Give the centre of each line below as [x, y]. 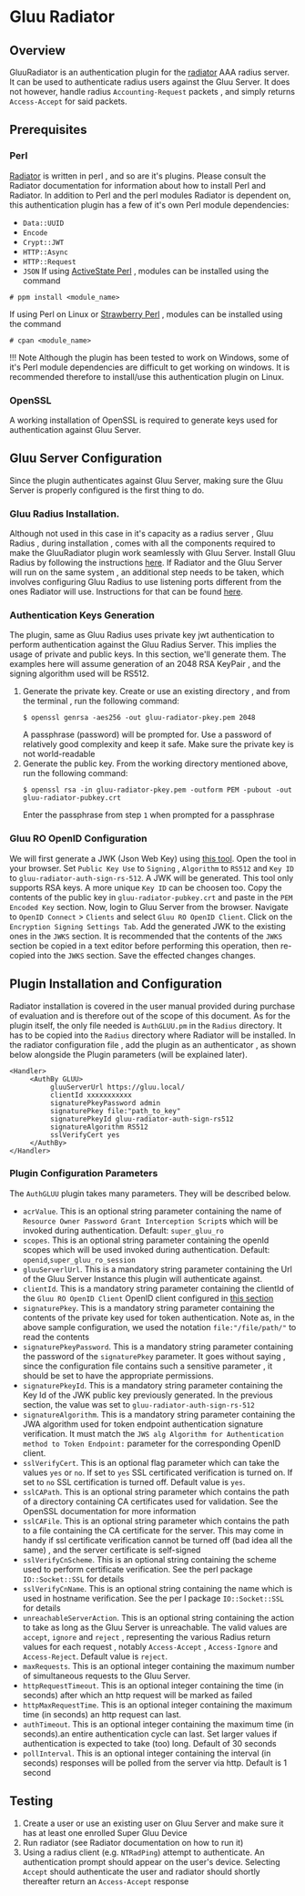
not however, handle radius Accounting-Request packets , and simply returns [152, 92]
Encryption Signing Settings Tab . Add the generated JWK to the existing [147, 926]
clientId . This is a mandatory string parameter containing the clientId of [158, 1288]
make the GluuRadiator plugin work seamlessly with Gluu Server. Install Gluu [152, 553]
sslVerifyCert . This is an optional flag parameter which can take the [151, 1462]
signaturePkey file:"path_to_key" [115, 1111]
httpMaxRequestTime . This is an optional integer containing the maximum [158, 1705]
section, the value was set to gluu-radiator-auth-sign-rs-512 [138, 1404]
